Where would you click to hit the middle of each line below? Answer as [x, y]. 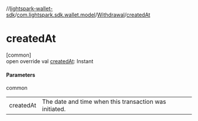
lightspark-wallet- [31, 9]
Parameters [21, 75]
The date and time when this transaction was [104, 102]
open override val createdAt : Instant [50, 61]
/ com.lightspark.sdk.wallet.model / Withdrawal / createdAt [82, 15]
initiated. [54, 109]
